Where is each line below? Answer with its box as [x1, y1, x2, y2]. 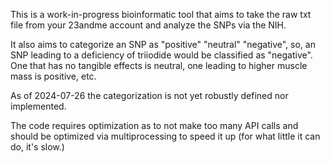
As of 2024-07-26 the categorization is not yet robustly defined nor [10, 90, 289, 101]
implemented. [10, 100, 67, 112]
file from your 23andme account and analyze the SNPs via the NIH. [10, 19, 287, 31]
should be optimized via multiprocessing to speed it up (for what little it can [10, 130, 321, 142]
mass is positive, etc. [10, 70, 97, 82]
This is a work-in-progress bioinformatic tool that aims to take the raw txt [10, 9, 312, 20]
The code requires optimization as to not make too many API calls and [10, 120, 299, 131]
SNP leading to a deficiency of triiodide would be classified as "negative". [10, 49, 313, 61]
